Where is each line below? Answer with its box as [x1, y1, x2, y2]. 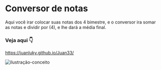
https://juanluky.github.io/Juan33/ [5, 50, 74, 56]
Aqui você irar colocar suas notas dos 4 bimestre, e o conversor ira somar [5, 19, 156, 25]
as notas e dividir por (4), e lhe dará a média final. [5, 24, 107, 30]
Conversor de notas [5, 3, 88, 14]
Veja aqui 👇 [5, 37, 34, 44]
